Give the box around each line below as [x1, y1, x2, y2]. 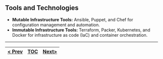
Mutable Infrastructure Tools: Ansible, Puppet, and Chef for [12, 16, 133, 22]
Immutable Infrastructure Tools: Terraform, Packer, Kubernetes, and [12, 27, 150, 33]
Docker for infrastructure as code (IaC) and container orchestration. [12, 32, 148, 38]
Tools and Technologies [5, 4, 79, 12]
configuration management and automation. [12, 22, 100, 28]
